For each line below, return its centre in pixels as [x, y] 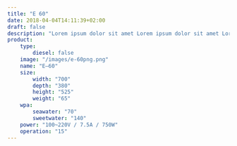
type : [28, 46]
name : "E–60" [39, 66]
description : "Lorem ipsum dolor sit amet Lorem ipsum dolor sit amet [113, 33]
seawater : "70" [55, 112]
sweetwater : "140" [60, 118]
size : [28, 72]
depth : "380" [52, 86]
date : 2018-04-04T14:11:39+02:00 [56, 20]
